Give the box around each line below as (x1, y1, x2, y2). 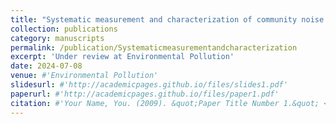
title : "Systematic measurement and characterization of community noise (10, 14, 325, 25)
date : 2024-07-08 (10, 61, 83, 71)
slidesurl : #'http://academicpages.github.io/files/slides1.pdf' (10, 80, 288, 90)
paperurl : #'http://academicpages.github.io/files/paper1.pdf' (10, 89, 280, 99)
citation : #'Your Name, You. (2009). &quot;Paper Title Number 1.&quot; (10, 98, 320, 108)
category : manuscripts (10, 33, 105, 43)
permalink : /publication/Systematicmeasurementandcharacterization (10, 42, 298, 53)
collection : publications (10, 24, 118, 34)
